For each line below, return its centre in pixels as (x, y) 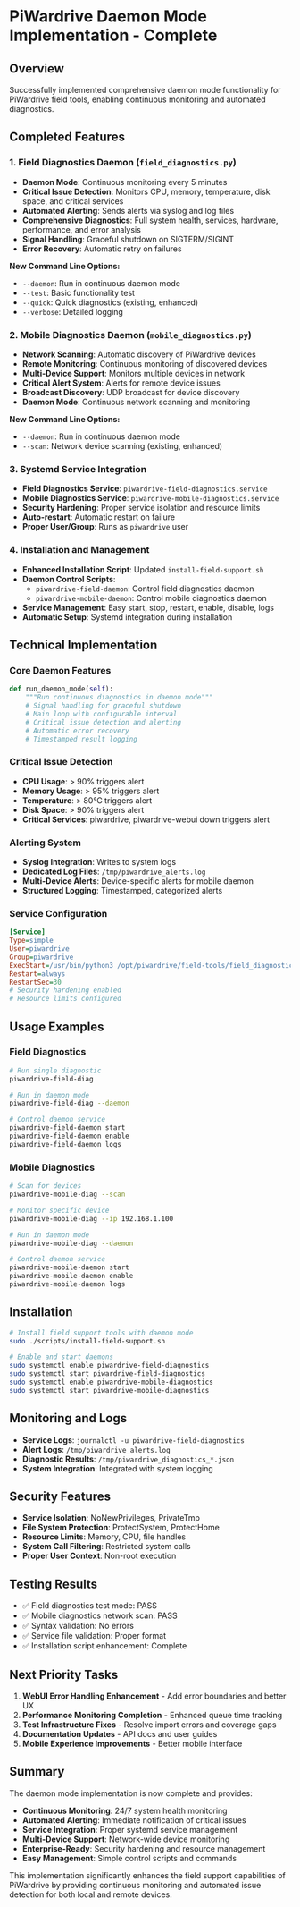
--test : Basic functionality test (79, 292)
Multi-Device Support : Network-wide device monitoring (126, 1839)
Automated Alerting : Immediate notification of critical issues (134, 1820)
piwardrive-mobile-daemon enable (71, 1276)
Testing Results (54, 1584)
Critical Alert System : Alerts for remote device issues (121, 383)
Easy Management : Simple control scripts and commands (129, 1858)
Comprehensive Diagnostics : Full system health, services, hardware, (150, 220)
